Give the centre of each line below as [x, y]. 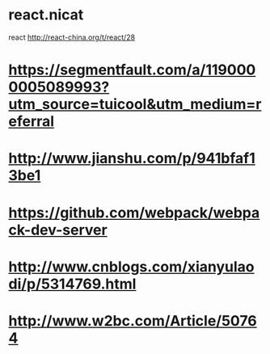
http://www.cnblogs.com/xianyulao [131, 266]
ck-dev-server [58, 230]
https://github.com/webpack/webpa [134, 213]
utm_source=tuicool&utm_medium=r [135, 105]
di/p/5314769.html [72, 284]
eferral [32, 122]
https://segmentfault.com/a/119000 [132, 70]
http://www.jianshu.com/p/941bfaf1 [132, 158]
